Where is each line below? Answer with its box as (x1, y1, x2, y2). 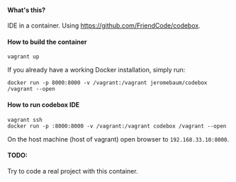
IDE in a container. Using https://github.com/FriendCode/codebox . (7, 21, 201, 30)
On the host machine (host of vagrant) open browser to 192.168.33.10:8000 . (7, 135, 230, 143)
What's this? (7, 6, 46, 14)
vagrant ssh (7, 116, 43, 123)
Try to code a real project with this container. (7, 166, 138, 175)
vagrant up (7, 53, 40, 60)
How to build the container (7, 38, 87, 46)
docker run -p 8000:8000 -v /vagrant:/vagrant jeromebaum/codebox (7, 79, 208, 86)
